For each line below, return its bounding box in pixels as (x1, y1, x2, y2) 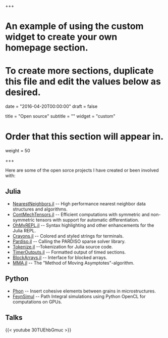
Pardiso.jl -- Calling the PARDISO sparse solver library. (12, 238, 126, 244)
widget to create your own (5, 31, 118, 43)
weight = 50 (5, 148, 30, 154)
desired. (5, 87, 41, 98)
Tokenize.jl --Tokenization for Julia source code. (12, 243, 113, 249)
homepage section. (5, 42, 88, 54)
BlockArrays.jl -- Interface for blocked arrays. (12, 254, 107, 261)
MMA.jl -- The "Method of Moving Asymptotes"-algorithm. (12, 260, 135, 266)
